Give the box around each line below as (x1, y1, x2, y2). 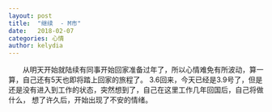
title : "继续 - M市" (8, 19, 82, 27)
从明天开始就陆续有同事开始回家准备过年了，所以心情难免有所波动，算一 (22, 65, 264, 75)
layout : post (8, 11, 53, 20)
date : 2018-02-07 (8, 27, 74, 35)
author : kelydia (8, 42, 63, 50)
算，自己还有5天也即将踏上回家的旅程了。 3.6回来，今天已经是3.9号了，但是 (8, 75, 263, 85)
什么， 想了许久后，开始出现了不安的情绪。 (8, 95, 152, 105)
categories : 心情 (8, 34, 65, 43)
